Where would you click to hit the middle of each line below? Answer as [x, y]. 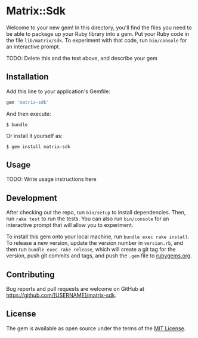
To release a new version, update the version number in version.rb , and [95, 243]
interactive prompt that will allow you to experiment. [70, 225]
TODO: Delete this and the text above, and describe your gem [82, 58]
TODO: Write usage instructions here [51, 179]
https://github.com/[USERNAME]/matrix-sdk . [61, 295]
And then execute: [29, 113]
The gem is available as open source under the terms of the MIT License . [96, 328]
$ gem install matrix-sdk [38, 147]
